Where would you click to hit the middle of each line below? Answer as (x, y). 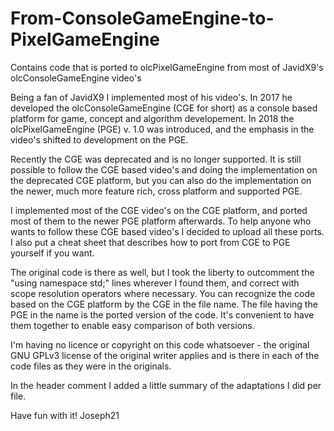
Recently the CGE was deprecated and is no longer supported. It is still (156, 159)
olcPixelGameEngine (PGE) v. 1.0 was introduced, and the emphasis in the (162, 129)
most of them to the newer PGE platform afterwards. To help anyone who (161, 221)
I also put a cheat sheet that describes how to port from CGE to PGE (150, 242)
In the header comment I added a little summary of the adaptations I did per (166, 385)
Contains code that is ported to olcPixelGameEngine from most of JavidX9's (167, 67)
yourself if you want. (52, 253)
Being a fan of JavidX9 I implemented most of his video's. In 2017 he (151, 97)
